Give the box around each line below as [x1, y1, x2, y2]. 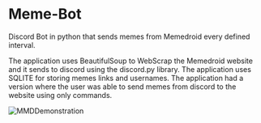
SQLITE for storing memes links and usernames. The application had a [8, 73, 244, 83]
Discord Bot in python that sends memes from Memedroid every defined [8, 32, 250, 41]
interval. [8, 40, 36, 49]
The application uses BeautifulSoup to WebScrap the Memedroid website [8, 56, 254, 66]
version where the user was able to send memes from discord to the [8, 82, 237, 91]
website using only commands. [8, 90, 113, 100]
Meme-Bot [8, 5, 83, 23]
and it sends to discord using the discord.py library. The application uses [8, 64, 251, 74]
